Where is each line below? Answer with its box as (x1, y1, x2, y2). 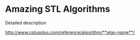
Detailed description (5, 20, 47, 26)
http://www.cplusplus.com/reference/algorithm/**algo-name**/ (5, 29, 135, 35)
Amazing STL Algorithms (5, 3, 110, 15)
